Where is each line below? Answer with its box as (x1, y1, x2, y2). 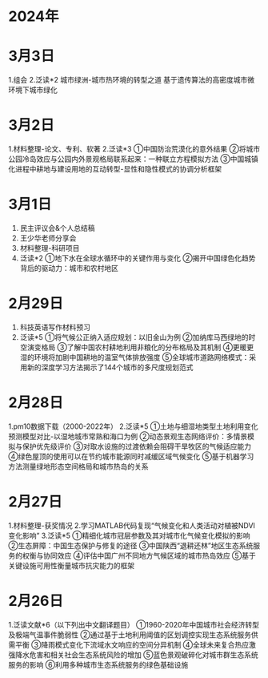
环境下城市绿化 (8, 85, 58, 95)
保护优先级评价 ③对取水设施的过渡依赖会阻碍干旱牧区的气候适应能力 (22, 442, 252, 451)
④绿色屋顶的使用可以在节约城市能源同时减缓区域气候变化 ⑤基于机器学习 (8, 451, 254, 461)
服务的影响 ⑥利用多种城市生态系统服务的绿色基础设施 (8, 660, 189, 669)
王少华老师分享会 (19, 233, 77, 243)
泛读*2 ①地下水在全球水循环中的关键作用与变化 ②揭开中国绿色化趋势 (19, 253, 256, 263)
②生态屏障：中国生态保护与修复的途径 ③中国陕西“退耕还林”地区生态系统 (8, 540, 254, 550)
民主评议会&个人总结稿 (19, 224, 95, 232)
